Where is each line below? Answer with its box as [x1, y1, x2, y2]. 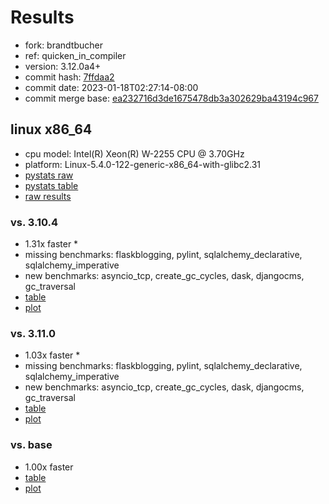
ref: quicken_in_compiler [24, 49, 127, 61]
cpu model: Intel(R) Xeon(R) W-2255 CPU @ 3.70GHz [24, 147, 245, 160]
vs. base [10, 438, 53, 452]
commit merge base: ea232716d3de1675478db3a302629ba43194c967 [24, 92, 319, 104]
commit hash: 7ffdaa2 [24, 71, 115, 83]
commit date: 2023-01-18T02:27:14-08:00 [24, 81, 199, 93]
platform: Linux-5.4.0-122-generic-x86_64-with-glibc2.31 [24, 158, 262, 170]
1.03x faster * [24, 349, 81, 361]
